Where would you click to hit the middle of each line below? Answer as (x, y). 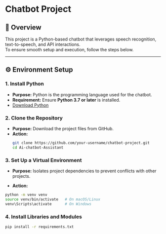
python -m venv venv (26, 195)
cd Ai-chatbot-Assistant (38, 147)
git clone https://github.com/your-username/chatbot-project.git (81, 143)
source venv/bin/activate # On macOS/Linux (53, 199)
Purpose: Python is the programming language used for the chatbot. (82, 94)
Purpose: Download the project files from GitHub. (63, 128)
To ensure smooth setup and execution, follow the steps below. (69, 50)
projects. (21, 176)
